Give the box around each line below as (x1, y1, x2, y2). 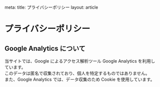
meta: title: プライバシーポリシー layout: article (4, 4, 98, 10)
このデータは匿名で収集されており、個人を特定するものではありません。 (4, 70, 150, 76)
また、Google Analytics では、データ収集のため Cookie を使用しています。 (4, 77, 155, 82)
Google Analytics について (4, 44, 86, 52)
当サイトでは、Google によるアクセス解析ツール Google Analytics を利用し (4, 58, 156, 64)
